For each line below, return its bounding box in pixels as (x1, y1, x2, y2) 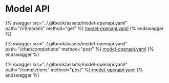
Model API (5, 3, 50, 15)
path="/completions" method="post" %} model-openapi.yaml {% (5, 67, 143, 73)
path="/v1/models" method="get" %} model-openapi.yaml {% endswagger (5, 25, 164, 31)
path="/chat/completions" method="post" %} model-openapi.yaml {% (5, 46, 154, 52)
